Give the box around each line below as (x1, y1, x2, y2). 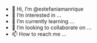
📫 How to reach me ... (11, 31, 66, 37)
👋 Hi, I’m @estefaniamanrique (11, 6, 84, 12)
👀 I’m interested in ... (11, 12, 62, 19)
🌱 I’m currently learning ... (11, 18, 75, 24)
